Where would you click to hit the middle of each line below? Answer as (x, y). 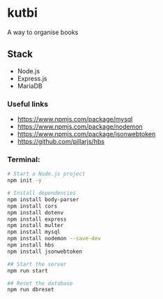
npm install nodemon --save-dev (54, 239)
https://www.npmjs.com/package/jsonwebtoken (86, 134)
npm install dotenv (36, 212)
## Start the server (37, 264)
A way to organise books (43, 32)
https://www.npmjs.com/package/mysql (75, 119)
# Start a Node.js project (46, 174)
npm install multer (36, 226)
